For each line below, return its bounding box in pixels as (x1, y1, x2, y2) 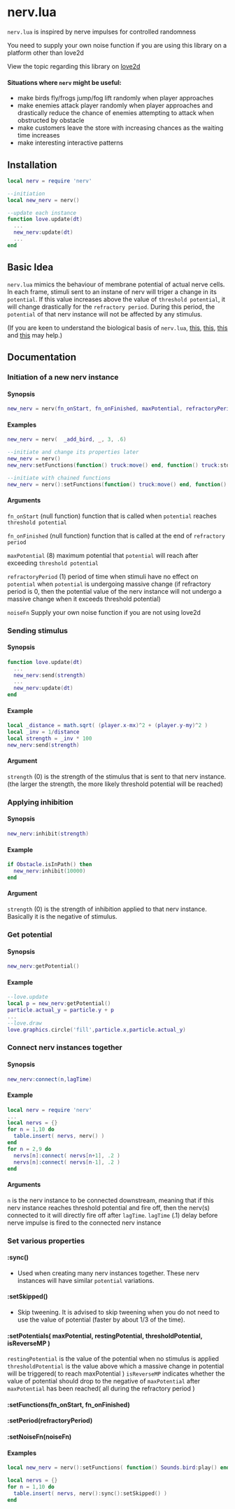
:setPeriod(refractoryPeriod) (7, 1416, 93, 1425)
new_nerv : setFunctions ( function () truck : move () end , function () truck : (7, 461, 220, 469)
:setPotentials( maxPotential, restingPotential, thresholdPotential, (7, 1331, 203, 1340)
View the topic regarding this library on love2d (7, 62, 141, 70)
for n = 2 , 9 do (7, 1145, 52, 1152)
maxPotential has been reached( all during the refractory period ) (7, 1384, 195, 1393)
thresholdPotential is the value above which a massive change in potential (7, 1362, 225, 1371)
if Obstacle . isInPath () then (7, 861, 92, 868)
